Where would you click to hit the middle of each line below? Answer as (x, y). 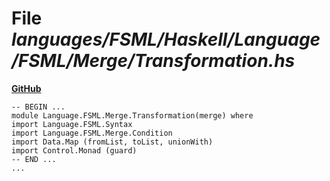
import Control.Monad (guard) (74, 150)
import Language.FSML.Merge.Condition (92, 133)
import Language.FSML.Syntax (72, 124)
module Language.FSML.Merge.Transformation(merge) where (132, 115)
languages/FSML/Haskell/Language (166, 39)
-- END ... (34, 159)
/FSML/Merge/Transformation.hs (153, 61)
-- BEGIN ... (38, 107)
